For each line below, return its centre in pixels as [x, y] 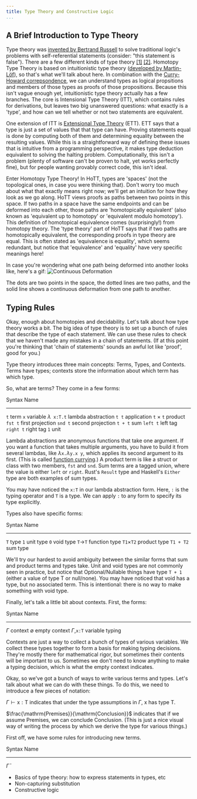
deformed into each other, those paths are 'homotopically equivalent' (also [96, 210]
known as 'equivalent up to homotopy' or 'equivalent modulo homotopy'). [95, 216]
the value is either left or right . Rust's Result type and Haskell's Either [93, 472]
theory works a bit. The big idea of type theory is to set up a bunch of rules [97, 328]
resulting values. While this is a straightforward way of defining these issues [98, 142]
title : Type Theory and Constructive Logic [60, 11]
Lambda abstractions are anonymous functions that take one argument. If [95, 441]
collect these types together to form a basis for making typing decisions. [94, 648]
